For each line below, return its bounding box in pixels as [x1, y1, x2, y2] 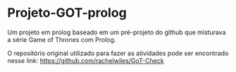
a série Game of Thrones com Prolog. [7, 35, 116, 43]
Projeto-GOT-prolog [7, 5, 127, 21]
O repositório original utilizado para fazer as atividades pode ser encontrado [7, 49, 229, 57]
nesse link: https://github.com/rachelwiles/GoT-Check [7, 56, 164, 64]
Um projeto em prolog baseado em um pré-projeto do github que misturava [7, 28, 227, 36]
